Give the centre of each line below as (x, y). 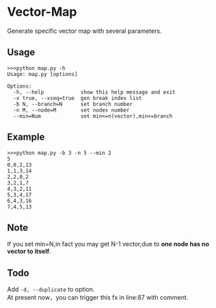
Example (26, 137)
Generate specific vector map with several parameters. (84, 31)
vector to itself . (29, 251)
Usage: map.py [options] (42, 74)
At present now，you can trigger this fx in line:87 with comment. (98, 298)
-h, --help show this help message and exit (94, 92)
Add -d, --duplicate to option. (51, 290)
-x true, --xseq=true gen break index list (78, 98)
